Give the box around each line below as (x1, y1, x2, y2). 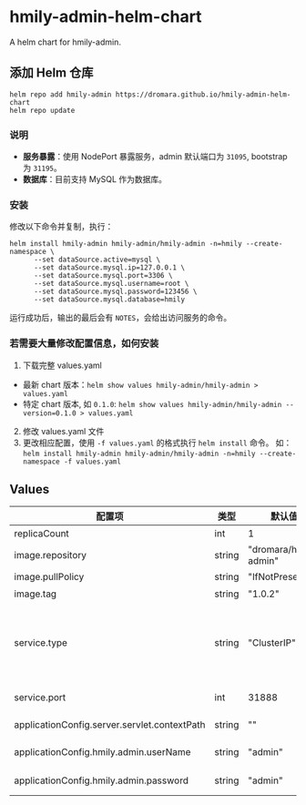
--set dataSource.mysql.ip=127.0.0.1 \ (33, 263, 185, 272)
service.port (14, 691, 66, 704)
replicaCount (14, 527, 70, 540)
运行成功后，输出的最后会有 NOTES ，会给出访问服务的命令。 (9, 312, 232, 323)
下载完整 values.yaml (22, 360, 102, 371)
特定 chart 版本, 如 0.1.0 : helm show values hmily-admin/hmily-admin (22, 398, 282, 409)
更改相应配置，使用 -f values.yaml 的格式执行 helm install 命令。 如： (22, 437, 292, 448)
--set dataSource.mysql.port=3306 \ (33, 271, 173, 280)
